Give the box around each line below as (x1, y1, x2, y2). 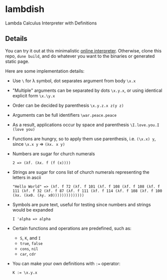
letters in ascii (12, 174, 41, 180)
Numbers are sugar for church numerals (12, 151, 95, 157)
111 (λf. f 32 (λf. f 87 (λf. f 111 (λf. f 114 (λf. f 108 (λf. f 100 (12, 188, 163, 193)
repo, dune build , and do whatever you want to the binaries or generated (5, 53, 155, 59)
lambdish (5, 3, 45, 15)
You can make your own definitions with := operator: (12, 261, 121, 267)
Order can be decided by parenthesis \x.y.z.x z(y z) (12, 102, 124, 108)
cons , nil (19, 246, 38, 252)
